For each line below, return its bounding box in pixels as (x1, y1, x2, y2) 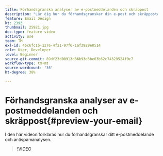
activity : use (5, 34, 34, 39)
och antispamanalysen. (5, 136, 52, 142)
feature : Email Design (5, 16, 51, 21)
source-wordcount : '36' (5, 66, 53, 71)
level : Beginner (5, 52, 38, 57)
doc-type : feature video (5, 29, 55, 34)
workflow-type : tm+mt (5, 61, 49, 66)
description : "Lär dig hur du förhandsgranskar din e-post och (5, 12, 136, 16)
